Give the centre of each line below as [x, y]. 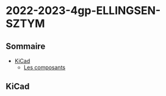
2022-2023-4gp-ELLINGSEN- [83, 11]
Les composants [44, 67]
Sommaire [26, 46]
